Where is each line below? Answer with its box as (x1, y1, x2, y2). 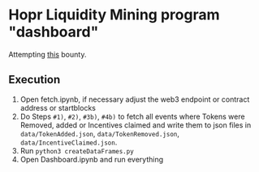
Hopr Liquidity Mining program (8, 6, 220, 24)
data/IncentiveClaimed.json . (19, 137, 118, 147)
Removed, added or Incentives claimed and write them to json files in (19, 120, 252, 130)
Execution (8, 73, 61, 86)
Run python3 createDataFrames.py (19, 145, 134, 155)
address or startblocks (19, 103, 96, 112)
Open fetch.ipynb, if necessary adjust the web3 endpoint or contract (19, 94, 250, 104)
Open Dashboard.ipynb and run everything (19, 154, 164, 164)
